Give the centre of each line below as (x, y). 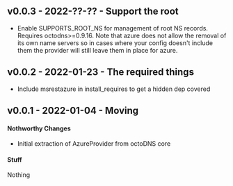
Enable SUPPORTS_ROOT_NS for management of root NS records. (113, 28)
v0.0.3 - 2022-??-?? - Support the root (93, 11)
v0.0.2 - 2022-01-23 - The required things (101, 72)
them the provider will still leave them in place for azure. (97, 50)
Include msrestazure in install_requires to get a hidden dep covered (114, 89)
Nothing (19, 175)
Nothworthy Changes (39, 128)
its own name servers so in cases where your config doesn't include (115, 43)
